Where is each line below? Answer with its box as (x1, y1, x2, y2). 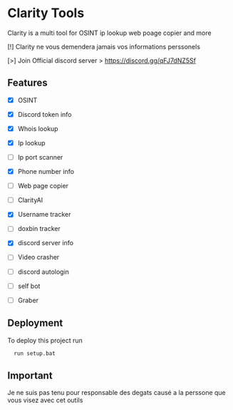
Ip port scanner (17, 153, 63, 161)
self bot (17, 282, 41, 290)
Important (7, 369, 53, 381)
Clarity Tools (7, 5, 85, 21)
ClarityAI (17, 196, 43, 205)
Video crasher (17, 253, 60, 262)
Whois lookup (17, 124, 58, 133)
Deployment (7, 317, 63, 329)
